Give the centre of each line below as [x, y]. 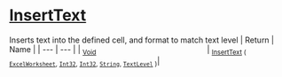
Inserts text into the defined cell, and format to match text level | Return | [142, 40]
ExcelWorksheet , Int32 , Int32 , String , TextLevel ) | [85, 62]
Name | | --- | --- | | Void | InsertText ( [128, 50]
